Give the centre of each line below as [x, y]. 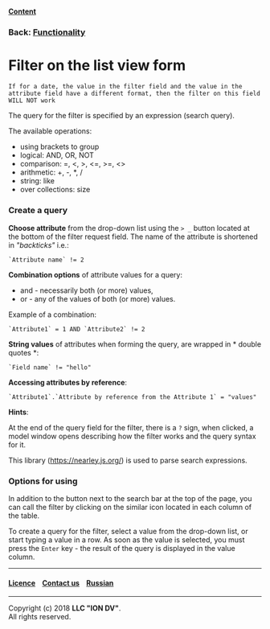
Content [22, 11]
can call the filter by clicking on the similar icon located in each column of [130, 508]
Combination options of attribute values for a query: [96, 274]
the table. [24, 516]
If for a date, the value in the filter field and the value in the [125, 87]
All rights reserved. [40, 617]
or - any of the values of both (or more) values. [98, 298]
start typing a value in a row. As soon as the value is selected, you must [127, 540]
